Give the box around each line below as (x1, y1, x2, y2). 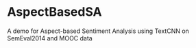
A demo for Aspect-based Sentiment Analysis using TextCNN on (7, 27, 190, 35)
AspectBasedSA (7, 4, 103, 20)
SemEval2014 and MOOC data (7, 34, 93, 42)
